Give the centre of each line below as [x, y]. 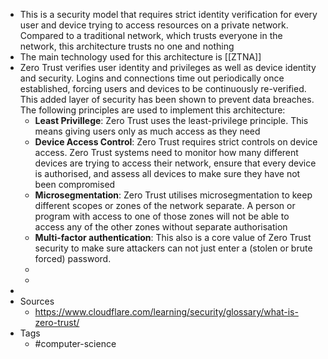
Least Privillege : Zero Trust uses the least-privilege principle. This [171, 120]
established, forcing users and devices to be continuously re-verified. [163, 88]
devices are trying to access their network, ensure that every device [175, 163]
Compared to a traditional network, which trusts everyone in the [151, 35]
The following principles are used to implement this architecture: [152, 110]
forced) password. [73, 258]
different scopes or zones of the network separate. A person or [165, 205]
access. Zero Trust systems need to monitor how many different [166, 152]
